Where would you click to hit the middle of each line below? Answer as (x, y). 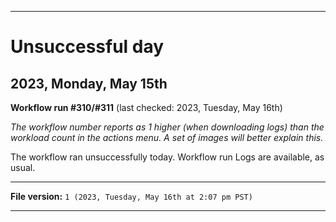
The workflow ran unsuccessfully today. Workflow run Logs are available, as (167, 157)
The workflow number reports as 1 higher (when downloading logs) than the (167, 127)
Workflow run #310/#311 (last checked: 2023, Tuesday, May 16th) (146, 107)
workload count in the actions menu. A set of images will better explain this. (167, 137)
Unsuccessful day (87, 47)
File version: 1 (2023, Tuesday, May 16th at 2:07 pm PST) (131, 196)
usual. (23, 167)
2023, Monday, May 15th (89, 83)
